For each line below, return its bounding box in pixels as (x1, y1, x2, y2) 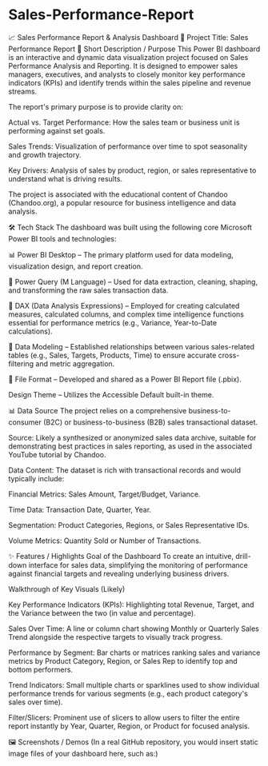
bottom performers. (8, 664, 74, 674)
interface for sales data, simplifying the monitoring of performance (28, 560, 248, 569)
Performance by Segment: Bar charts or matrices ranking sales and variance (8, 648, 261, 657)
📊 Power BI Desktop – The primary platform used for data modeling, (8, 249, 234, 259)
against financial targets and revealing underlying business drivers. (8, 569, 230, 578)
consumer (8, 417, 42, 427)
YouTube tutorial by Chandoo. (8, 449, 106, 459)
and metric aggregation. (35, 358, 115, 369)
